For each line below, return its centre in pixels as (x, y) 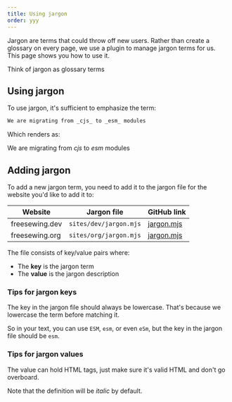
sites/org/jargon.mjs (105, 235)
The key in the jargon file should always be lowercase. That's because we (114, 308)
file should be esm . (33, 336)
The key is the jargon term (56, 266)
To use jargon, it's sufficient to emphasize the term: (82, 108)
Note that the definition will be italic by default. (75, 391)
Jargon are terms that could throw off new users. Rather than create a (108, 40)
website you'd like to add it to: (51, 195)
